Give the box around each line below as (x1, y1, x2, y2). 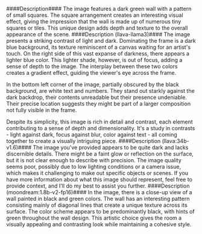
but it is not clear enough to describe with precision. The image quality (6, 157, 182, 163)
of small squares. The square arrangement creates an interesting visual (6, 11, 183, 19)
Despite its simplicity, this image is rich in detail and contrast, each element (6, 118, 193, 125)
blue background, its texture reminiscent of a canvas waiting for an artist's (6, 43, 191, 51)
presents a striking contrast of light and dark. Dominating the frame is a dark (6, 37, 196, 44)
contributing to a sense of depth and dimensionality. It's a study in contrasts (6, 125, 195, 131)
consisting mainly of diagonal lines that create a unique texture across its (6, 201, 188, 209)
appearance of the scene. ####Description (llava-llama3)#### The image (6, 31, 191, 38)
